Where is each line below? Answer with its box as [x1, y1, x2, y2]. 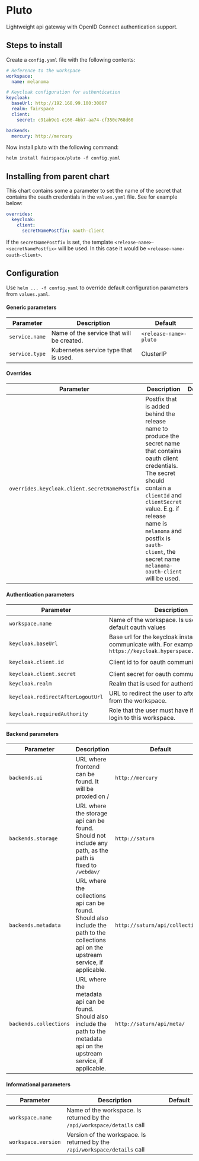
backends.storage [9, 835, 58, 842]
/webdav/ [75, 869, 101, 875]
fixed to [75, 861, 97, 869]
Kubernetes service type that [51, 346, 132, 354]
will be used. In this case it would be [57, 244, 147, 252]
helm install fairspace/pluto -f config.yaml [6, 155, 120, 161]
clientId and [145, 491, 182, 499]
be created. [51, 336, 84, 345]
